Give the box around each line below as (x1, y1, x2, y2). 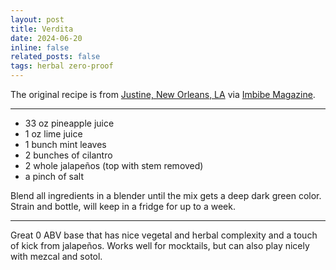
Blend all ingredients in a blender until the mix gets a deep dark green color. (10, 190, 322, 201)
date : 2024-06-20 (10, 33, 83, 43)
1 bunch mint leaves (24, 139, 107, 150)
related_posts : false (10, 52, 101, 62)
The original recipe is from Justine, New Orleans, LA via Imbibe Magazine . (10, 89, 316, 100)
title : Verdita (10, 24, 74, 34)
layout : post (10, 14, 65, 25)
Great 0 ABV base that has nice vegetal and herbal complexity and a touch (10, 229, 318, 241)
